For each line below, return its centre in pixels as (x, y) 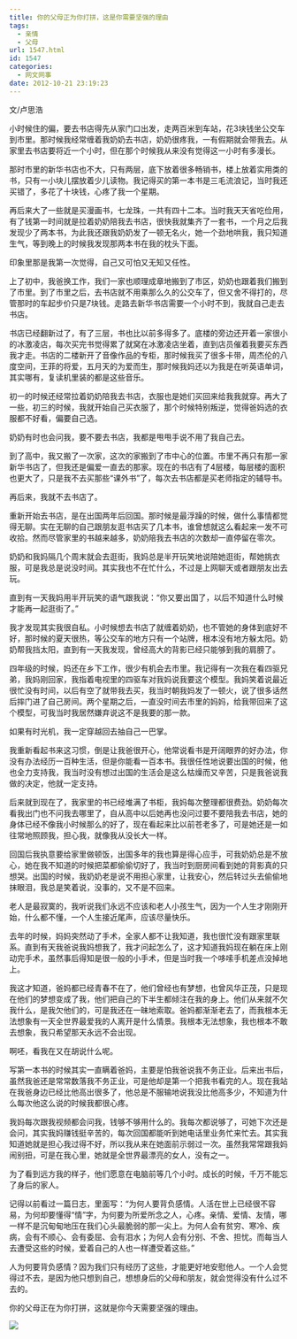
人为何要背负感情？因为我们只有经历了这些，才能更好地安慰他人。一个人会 (145, 1266)
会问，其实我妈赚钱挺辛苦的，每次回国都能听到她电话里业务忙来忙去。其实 (145, 1133)
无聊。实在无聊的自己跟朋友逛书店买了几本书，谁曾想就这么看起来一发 (144, 527)
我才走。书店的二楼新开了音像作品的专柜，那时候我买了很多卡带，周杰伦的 (145, 355)
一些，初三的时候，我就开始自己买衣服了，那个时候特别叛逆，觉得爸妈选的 (145, 407)
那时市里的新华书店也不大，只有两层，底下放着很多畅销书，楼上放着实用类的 (148, 169)
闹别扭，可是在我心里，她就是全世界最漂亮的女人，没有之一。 (122, 1155)
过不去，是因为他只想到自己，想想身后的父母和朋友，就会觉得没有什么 (144, 1277)
